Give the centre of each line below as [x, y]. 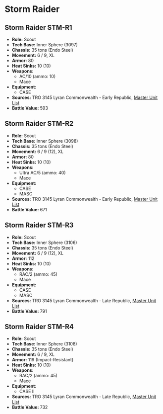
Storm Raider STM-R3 [39, 225]
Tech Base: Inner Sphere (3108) [44, 344]
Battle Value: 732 [30, 407]
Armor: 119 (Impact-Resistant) [43, 360]
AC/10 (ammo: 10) [37, 76]
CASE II [27, 392]
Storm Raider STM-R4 [39, 327]
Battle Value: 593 [30, 108]
